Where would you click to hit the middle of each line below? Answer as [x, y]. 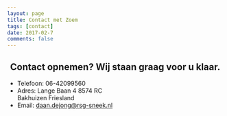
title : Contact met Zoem [43, 20]
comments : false [30, 39]
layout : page [26, 13]
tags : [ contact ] [30, 26]
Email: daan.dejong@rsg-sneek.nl [65, 105]
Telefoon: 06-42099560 [51, 83]
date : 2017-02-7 [30, 33]
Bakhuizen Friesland [46, 97]
